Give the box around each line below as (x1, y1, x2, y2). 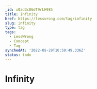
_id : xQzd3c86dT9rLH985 (5, 7, 53, 12)
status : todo (5, 52, 32, 57)
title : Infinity (5, 12, 38, 17)
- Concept (9, 39, 29, 44)
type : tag (5, 25, 25, 30)
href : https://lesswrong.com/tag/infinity (5, 16, 92, 21)
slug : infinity (5, 20, 36, 26)
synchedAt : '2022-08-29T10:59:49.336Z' (5, 48, 86, 53)
